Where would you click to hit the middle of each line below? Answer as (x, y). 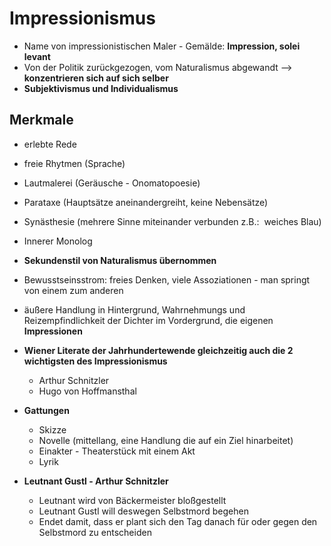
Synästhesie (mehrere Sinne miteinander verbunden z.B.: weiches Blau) (172, 221)
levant (37, 56)
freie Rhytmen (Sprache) (74, 163)
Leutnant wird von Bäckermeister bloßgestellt (132, 500)
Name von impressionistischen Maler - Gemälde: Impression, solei (162, 46)
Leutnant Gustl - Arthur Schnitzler (96, 481)
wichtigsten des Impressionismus (95, 361)
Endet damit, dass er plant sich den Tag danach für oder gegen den (178, 521)
